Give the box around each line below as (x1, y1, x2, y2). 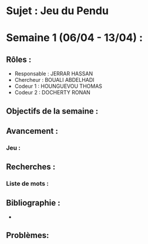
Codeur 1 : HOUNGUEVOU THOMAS (14, 83, 103, 90)
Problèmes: (6, 230, 49, 240)
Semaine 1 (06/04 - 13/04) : (6, 31, 143, 45)
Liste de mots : (6, 180, 49, 188)
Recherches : (6, 162, 56, 172)
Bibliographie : (6, 197, 60, 207)
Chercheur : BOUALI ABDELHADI (14, 77, 95, 84)
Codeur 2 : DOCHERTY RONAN (14, 89, 91, 96)
